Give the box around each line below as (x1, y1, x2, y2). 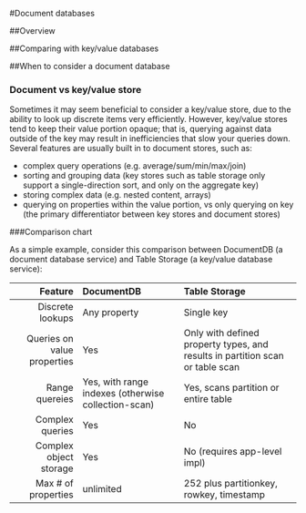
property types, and (183, 338, 269, 351)
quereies (36, 393, 75, 405)
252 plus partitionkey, (183, 477, 278, 490)
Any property (82, 306, 139, 319)
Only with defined (183, 327, 260, 340)
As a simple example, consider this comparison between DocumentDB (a (9, 244, 284, 255)
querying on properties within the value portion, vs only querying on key (22, 200, 294, 210)
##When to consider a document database (9, 61, 170, 71)
